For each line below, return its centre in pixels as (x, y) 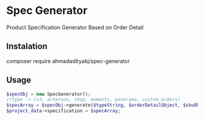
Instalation (27, 46)
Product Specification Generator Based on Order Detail (75, 27)
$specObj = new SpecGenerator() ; (49, 94)
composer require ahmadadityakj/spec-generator (68, 61)
